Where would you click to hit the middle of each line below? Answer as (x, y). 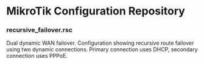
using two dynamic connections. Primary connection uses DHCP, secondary (102, 50)
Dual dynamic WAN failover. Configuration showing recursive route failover (100, 43)
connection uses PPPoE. (37, 56)
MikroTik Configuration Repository (96, 11)
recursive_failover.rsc (40, 30)
